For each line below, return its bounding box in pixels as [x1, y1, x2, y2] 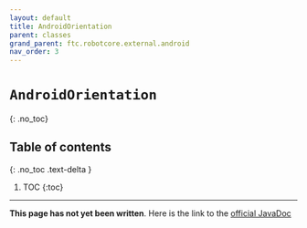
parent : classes [9, 30, 71, 39]
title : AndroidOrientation [9, 22, 112, 31]
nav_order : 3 [9, 47, 59, 57]
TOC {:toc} [22, 181, 64, 192]
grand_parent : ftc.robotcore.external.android [9, 38, 190, 48]
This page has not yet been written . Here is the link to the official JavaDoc [9, 207, 292, 219]
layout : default [9, 13, 71, 23]
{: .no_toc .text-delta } [9, 163, 92, 174]
